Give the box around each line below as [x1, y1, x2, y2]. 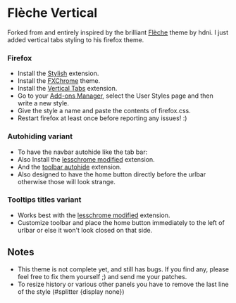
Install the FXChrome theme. [17, 77, 101, 85]
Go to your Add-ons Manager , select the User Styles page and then [17, 91, 213, 100]
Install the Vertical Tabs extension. [17, 84, 118, 93]
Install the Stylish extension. [17, 69, 99, 78]
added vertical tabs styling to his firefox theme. [7, 35, 144, 44]
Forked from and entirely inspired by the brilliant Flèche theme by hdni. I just [7, 28, 229, 37]
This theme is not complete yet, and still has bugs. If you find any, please [17, 265, 229, 273]
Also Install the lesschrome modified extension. [17, 155, 155, 163]
